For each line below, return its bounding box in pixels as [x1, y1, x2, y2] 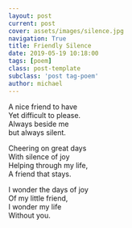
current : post [8, 19, 56, 27]
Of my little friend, [8, 193, 68, 203]
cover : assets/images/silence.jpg [8, 27, 125, 35]
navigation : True [8, 34, 67, 43]
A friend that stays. [8, 169, 72, 179]
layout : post [8, 11, 52, 20]
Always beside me [8, 119, 69, 129]
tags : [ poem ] [8, 57, 52, 65]
